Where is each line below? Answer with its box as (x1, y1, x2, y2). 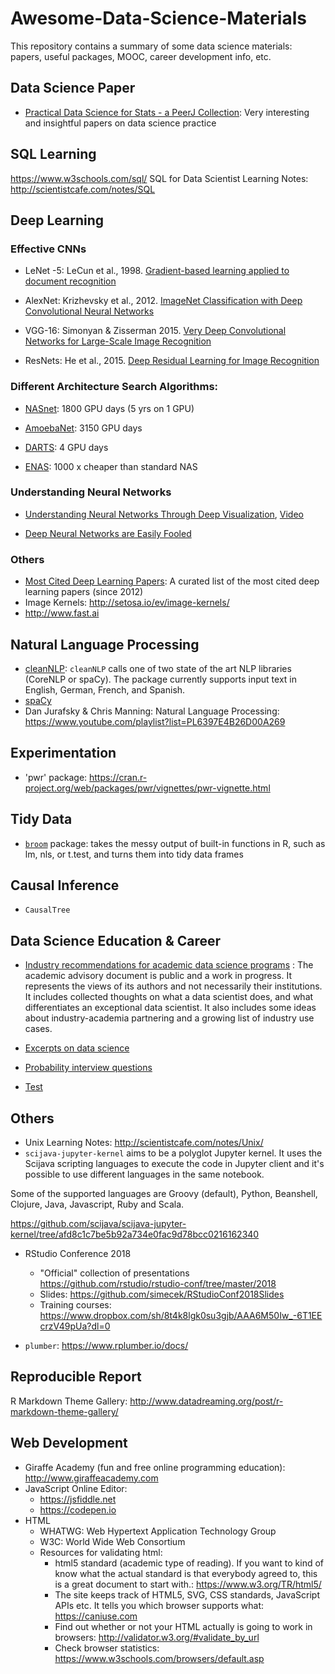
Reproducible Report (10, 1368, 142, 1386)
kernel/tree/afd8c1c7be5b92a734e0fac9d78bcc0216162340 (10, 1228, 260, 1241)
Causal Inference (10, 877, 120, 894)
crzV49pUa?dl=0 (39, 1320, 111, 1332)
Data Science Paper (10, 80, 136, 97)
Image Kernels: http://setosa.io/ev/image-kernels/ (24, 597, 230, 609)
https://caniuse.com (54, 1610, 138, 1622)
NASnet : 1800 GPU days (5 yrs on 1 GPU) (24, 402, 195, 414)
